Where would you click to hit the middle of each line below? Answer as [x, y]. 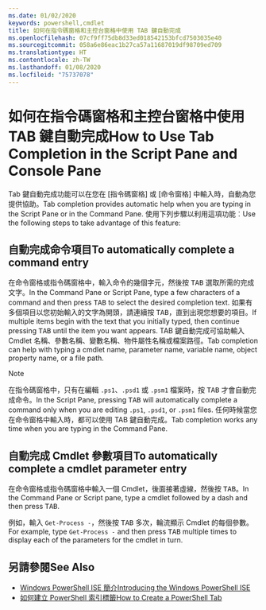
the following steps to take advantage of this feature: [94, 223]
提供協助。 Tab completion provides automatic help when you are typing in [130, 204]
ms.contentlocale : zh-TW [49, 60]
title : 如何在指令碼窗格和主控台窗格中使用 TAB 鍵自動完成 [94, 30]
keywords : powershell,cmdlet [56, 23]
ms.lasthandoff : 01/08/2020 [55, 68]
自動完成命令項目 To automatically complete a [121, 249]
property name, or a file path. [56, 358]
